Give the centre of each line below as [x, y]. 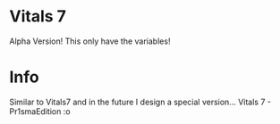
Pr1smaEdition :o [40, 111]
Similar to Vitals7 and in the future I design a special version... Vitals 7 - [140, 102]
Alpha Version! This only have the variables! [90, 41]
